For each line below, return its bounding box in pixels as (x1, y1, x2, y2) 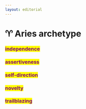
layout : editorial (5, 7, 42, 12)
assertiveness (5, 58, 40, 65)
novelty (5, 85, 24, 91)
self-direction (5, 72, 38, 78)
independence (5, 45, 40, 52)
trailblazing (5, 98, 33, 105)
